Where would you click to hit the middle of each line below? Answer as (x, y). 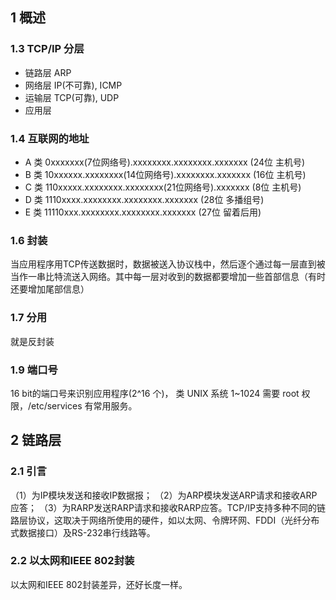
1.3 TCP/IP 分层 (47, 49)
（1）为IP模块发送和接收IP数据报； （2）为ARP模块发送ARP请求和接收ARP (164, 495)
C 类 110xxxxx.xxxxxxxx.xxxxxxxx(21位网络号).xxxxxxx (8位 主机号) (163, 187)
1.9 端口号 (34, 370)
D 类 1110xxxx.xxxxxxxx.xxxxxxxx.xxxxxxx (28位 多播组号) (144, 199)
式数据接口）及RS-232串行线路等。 (83, 532)
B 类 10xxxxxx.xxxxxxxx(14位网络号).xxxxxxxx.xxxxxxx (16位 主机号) (165, 174)
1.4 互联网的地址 (50, 138)
